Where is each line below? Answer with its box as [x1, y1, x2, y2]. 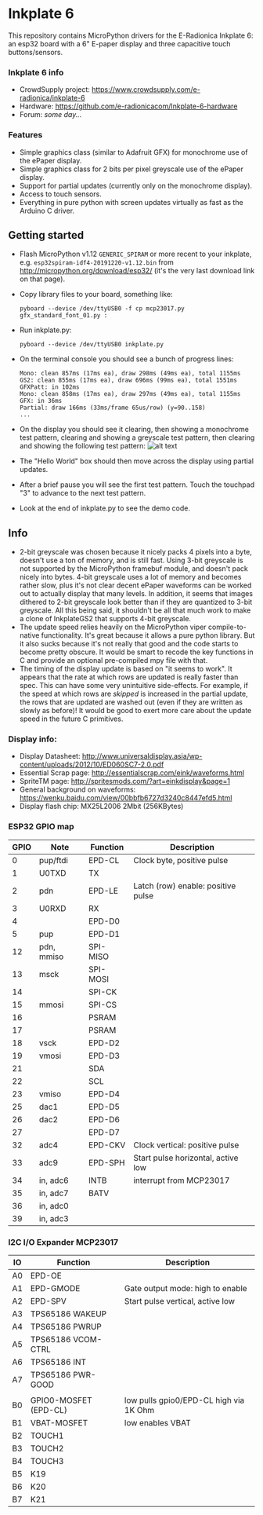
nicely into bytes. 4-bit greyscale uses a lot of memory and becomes [19, 573, 242, 582]
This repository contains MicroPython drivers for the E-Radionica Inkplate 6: [8, 31, 254, 40]
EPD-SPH [88, 1157, 125, 1168]
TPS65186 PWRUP [30, 1321, 102, 1332]
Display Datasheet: [19, 752, 81, 761]
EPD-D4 [88, 1089, 120, 1100]
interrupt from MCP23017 [132, 1175, 230, 1186]
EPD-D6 [88, 1114, 120, 1125]
